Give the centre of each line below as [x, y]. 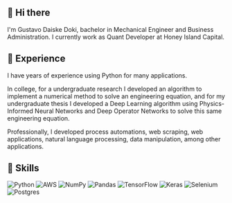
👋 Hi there [29, 13]
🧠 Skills [23, 168]
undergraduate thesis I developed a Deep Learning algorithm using [103, 103]
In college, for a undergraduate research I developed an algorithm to [105, 89]
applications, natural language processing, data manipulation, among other [114, 139]
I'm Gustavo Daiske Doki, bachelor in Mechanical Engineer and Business [110, 29]
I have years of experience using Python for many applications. [97, 75]
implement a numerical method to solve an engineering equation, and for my [116, 96]
